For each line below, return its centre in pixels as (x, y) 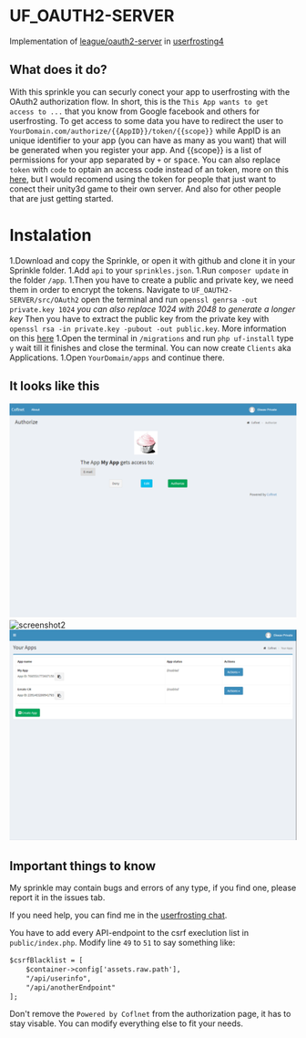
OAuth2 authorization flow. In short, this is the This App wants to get (139, 101)
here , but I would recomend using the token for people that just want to (143, 179)
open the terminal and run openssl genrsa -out (169, 299)
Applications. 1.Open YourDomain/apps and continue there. (117, 358)
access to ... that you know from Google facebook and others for (135, 111)
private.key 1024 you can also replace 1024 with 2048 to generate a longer (153, 309)
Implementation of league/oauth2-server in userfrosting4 (117, 41)
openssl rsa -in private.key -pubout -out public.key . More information (148, 328)
